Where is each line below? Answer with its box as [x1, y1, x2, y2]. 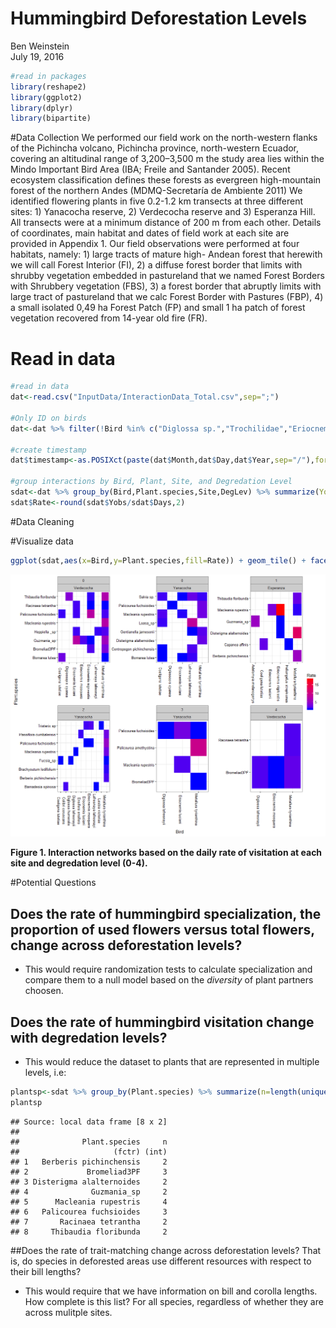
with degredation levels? [10, 1029, 168, 1046]
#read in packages [10, 71, 87, 81]
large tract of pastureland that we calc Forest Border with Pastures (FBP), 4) [10, 291, 324, 303]
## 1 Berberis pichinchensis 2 [10, 1157, 168, 1167]
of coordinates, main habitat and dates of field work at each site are [10, 227, 290, 239]
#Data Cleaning [10, 515, 75, 527]
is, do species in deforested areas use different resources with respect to [10, 1255, 312, 1267]
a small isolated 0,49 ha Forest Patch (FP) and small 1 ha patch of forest [10, 302, 306, 314]
